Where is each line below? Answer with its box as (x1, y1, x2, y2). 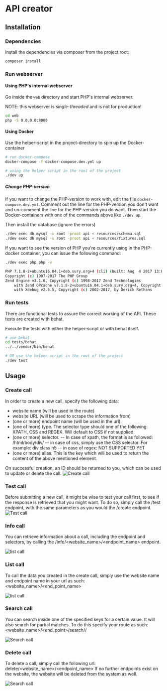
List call (5, 561, 24, 568)
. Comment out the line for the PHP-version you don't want (38, 201, 159, 207)
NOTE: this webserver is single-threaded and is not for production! (5, 103, 142, 110)
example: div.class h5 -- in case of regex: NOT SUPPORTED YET (12, 444, 145, 451)
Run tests (5, 299, 29, 306)
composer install (5, 58, 41, 64)
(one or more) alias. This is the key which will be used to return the (12, 450, 149, 456)
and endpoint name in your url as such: (5, 577, 85, 583)
